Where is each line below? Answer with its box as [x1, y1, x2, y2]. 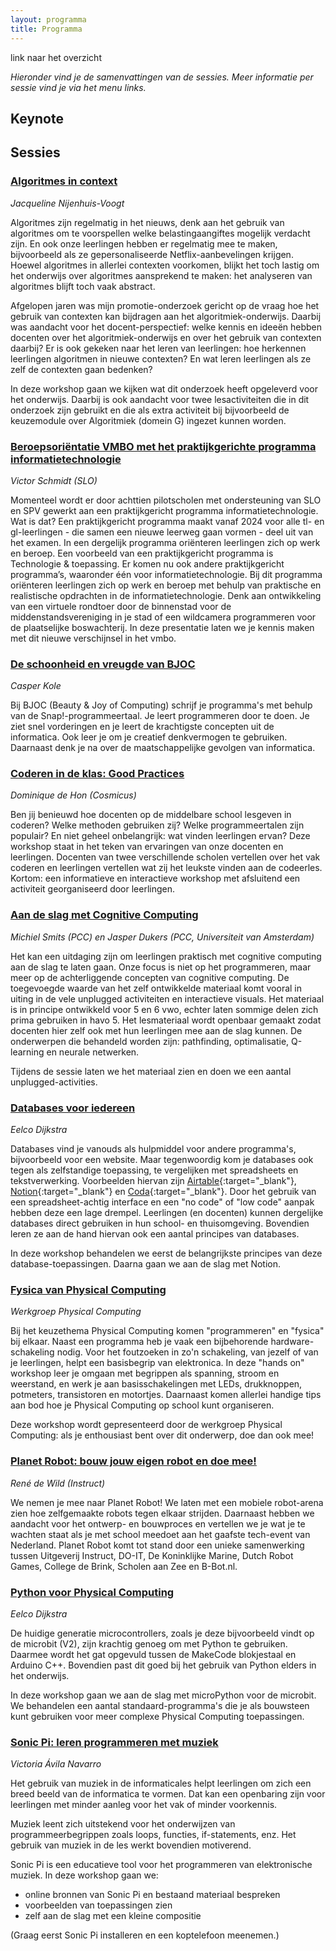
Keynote [10, 110, 64, 127]
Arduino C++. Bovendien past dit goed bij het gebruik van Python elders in [10, 1659, 317, 1671]
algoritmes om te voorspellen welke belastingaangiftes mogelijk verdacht [10, 227, 311, 239]
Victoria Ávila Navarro [10, 1758, 102, 1770]
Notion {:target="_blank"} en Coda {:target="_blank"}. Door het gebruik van [10, 1186, 317, 1198]
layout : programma [10, 14, 87, 25]
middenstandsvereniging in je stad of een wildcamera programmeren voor [10, 611, 317, 623]
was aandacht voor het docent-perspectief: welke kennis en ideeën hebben [10, 321, 323, 333]
